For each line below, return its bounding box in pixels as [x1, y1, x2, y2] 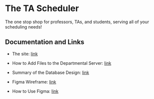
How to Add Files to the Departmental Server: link [12, 60, 112, 66]
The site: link [12, 51, 38, 57]
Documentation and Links [5, 38, 85, 46]
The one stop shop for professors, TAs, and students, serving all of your [5, 19, 149, 25]
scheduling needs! [5, 24, 42, 29]
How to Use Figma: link [12, 88, 59, 94]
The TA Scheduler [5, 3, 79, 14]
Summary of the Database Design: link [12, 70, 89, 75]
